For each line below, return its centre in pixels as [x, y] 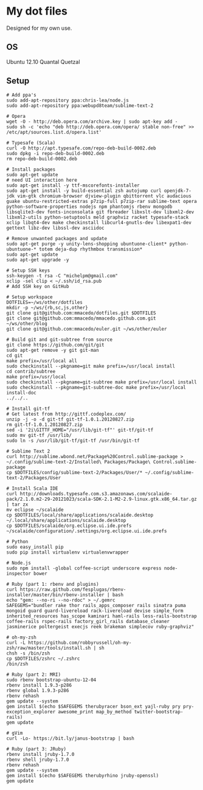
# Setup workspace [29, 297]
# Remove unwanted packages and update [57, 238]
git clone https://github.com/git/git [55, 345]
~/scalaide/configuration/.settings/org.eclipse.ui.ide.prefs [87, 531]
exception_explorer [31, 712]
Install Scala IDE [35, 488]
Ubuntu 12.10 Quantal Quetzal [43, 61]
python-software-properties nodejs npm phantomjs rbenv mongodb [89, 207]
